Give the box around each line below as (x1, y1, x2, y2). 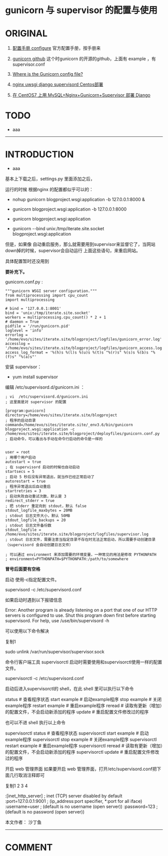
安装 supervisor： (5, 364, 42, 370)
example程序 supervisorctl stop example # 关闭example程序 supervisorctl (5, 737, 157, 742)
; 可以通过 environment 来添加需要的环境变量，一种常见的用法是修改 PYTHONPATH (5, 552, 156, 557)
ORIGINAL (5, 28, 47, 39)
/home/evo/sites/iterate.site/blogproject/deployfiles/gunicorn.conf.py (5, 431, 160, 436)
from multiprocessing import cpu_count (5, 293, 88, 298)
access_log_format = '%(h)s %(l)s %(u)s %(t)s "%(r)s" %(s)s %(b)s (5, 350, 149, 355)
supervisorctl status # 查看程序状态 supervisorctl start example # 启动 (5, 730, 149, 736)
